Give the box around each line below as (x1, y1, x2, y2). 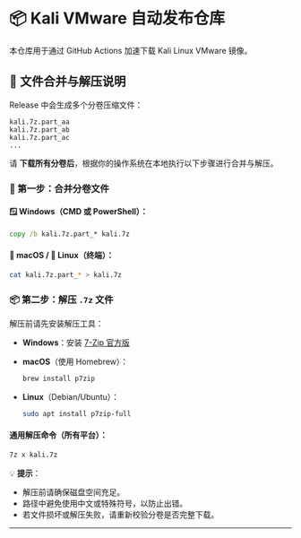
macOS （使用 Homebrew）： (21, 356, 129, 368)
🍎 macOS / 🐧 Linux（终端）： (9, 250, 115, 261)
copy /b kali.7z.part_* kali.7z (9, 230, 130, 239)
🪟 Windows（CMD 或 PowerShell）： (9, 206, 149, 217)
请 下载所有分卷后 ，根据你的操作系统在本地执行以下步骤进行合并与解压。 (9, 158, 279, 169)
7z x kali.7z (9, 450, 58, 460)
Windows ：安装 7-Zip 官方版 (21, 337, 130, 348)
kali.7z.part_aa (9, 117, 70, 126)
